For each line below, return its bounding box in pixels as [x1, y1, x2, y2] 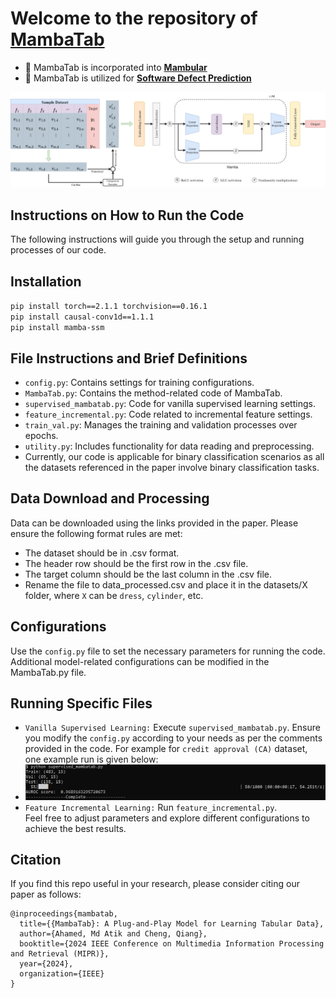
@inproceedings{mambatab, [10, 909, 118, 919]
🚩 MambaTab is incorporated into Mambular [24, 61, 208, 73]
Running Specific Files [10, 695, 153, 712]
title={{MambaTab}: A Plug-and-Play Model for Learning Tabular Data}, [19, 919, 325, 929]
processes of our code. [10, 244, 107, 256]
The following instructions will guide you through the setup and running [10, 233, 305, 246]
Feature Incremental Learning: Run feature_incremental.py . [24, 801, 278, 813]
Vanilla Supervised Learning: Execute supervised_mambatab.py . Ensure [24, 722, 321, 734]
